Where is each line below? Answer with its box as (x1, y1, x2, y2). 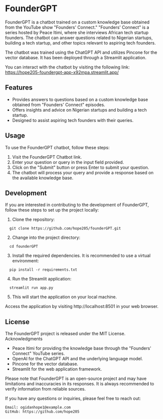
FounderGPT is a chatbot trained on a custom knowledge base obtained (5, 19, 150, 25)
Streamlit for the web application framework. (12, 366, 102, 372)
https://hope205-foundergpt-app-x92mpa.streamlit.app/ (5, 69, 119, 75)
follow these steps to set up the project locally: (5, 207, 99, 213)
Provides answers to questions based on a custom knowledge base (12, 96, 148, 102)
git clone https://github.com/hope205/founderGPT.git (9, 226, 121, 231)
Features (5, 84, 33, 92)
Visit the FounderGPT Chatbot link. (12, 154, 82, 160)
